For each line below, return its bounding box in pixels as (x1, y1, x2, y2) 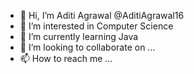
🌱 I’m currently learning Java (19, 31, 139, 42)
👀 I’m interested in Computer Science (19, 20, 174, 32)
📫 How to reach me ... (19, 53, 113, 64)
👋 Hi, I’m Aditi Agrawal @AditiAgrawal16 (19, 10, 185, 21)
